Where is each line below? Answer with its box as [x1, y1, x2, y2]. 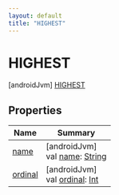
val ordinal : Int [46, 174, 99, 185]
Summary [57, 128, 96, 139]
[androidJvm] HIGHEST [8, 80, 85, 90]
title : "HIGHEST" [8, 19, 66, 27]
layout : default [8, 11, 62, 20]
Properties [8, 104, 62, 117]
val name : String [46, 151, 107, 162]
